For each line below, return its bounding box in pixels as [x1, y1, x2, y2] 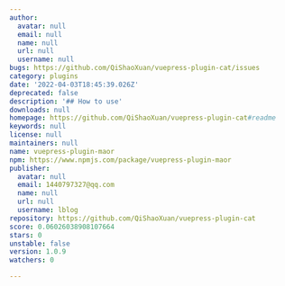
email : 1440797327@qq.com [17, 181, 115, 190]
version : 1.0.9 [9, 247, 67, 256]
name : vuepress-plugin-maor [9, 147, 115, 156]
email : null [17, 30, 63, 39]
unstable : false [9, 239, 70, 248]
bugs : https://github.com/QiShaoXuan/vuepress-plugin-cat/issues [9, 64, 260, 73]
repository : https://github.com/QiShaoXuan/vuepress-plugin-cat [9, 213, 256, 223]
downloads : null [9, 105, 70, 114]
